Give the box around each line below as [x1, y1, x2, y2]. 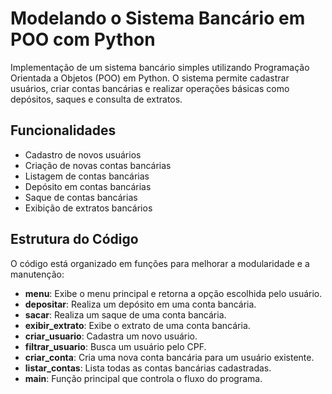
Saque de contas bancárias [24, 191, 138, 203]
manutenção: [10, 268, 65, 280]
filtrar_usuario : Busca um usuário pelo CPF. [24, 340, 207, 352]
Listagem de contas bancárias [24, 170, 150, 182]
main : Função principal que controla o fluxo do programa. [24, 372, 263, 384]
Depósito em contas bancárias [24, 180, 152, 192]
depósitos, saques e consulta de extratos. [10, 93, 183, 105]
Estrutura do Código [10, 231, 139, 248]
